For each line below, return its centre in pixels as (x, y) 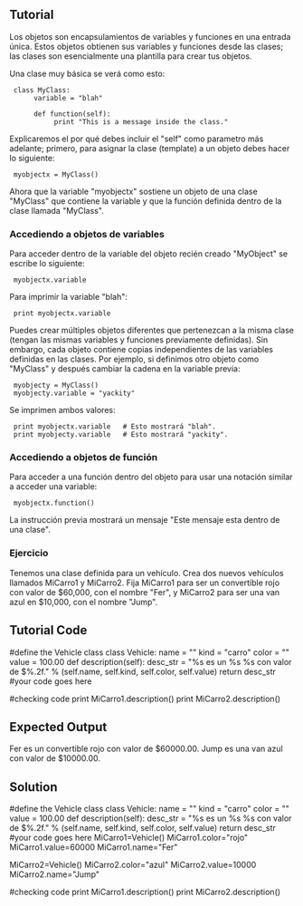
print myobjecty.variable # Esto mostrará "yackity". (121, 435)
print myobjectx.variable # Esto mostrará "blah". (115, 427)
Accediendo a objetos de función (84, 458)
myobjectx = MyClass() (56, 174)
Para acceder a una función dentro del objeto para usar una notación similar (151, 477)
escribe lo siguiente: (47, 264)
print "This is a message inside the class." (141, 121)
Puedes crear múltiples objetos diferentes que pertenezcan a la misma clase (152, 331)
